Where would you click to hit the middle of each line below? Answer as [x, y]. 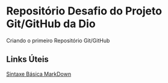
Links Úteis [28, 59]
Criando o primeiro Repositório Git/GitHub [58, 40]
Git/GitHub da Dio [51, 24]
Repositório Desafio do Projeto [84, 11]
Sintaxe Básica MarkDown [39, 74]
